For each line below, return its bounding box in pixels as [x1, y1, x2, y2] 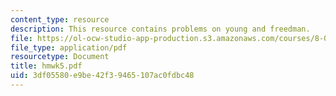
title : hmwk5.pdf [10, 61, 83, 71]
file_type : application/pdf [10, 42, 128, 53]
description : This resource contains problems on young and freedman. [10, 24, 311, 34]
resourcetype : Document [10, 52, 110, 62]
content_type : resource [10, 14, 110, 25]
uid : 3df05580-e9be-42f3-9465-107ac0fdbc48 [10, 71, 195, 81]
